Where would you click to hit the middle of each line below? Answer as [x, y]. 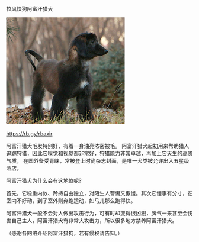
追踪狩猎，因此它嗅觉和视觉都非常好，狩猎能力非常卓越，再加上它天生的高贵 [99, 153]
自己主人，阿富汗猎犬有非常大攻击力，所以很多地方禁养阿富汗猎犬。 [94, 220]
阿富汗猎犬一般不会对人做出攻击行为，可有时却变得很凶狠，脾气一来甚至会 [97, 213]
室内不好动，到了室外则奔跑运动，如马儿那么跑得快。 [71, 201]
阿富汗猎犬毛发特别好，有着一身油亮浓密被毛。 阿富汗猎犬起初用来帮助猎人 [98, 146]
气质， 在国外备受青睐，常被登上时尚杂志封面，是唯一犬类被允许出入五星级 [98, 161]
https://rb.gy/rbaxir [29, 134]
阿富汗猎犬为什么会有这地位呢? [44, 180]
